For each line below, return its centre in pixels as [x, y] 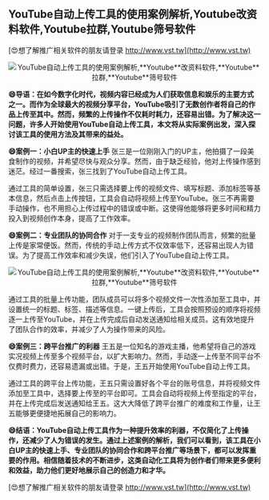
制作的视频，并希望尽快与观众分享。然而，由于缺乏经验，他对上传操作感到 [138, 161]
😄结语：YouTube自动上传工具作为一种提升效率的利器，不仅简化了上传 [125, 430]
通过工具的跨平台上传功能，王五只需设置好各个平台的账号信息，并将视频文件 [134, 383]
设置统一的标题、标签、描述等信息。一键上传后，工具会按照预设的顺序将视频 [134, 309]
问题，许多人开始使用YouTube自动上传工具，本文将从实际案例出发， [121, 124]
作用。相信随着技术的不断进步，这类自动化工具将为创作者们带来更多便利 [141, 460]
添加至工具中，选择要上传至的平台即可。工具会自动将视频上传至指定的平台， [134, 393]
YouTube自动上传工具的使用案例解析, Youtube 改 [127, 14]
